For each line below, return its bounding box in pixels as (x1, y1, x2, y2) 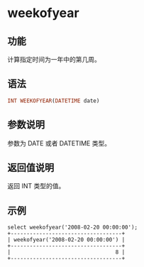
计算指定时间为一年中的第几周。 (7, 55, 101, 63)
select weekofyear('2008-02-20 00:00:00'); (7, 224, 138, 231)
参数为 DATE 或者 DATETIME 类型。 (7, 138, 111, 147)
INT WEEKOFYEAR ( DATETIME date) (7, 97, 100, 104)
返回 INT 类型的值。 (7, 182, 65, 190)
